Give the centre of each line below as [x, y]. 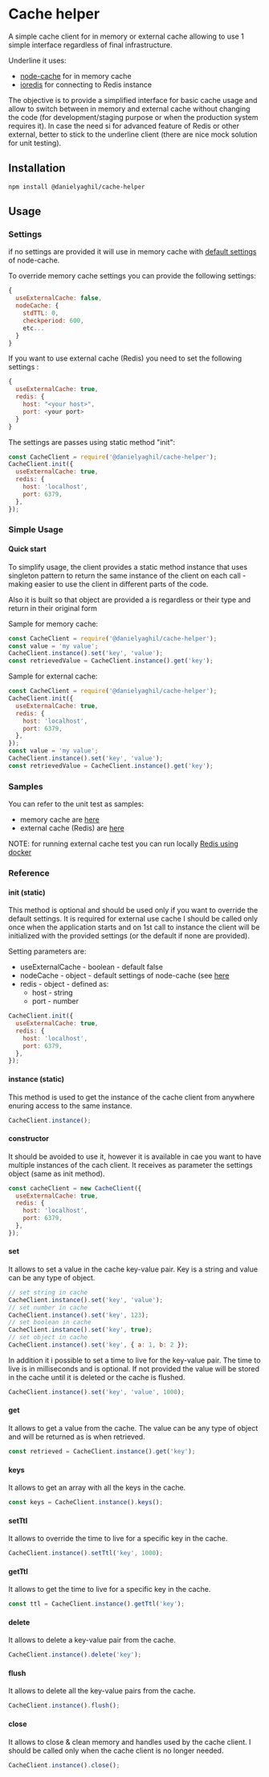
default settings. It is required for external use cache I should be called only [133, 919]
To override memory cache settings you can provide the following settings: [132, 276]
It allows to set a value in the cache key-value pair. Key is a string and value [133, 1269]
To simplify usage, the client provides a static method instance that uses [128, 567]
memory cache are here [60, 820]
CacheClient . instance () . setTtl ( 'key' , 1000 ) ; [86, 1553]
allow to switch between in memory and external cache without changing [129, 109]
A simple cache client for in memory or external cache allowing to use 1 [126, 36]
